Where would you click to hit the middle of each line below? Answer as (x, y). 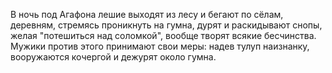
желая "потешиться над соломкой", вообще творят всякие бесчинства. (163, 35)
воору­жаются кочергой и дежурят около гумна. (113, 57)
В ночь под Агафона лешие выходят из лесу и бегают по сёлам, (147, 14)
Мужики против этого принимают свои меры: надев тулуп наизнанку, (160, 46)
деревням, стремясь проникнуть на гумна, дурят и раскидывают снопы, (166, 25)
